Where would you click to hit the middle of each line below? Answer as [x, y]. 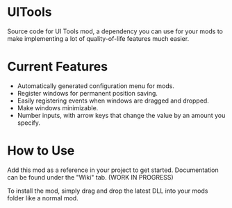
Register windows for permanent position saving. [88, 93]
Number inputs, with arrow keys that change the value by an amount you [121, 115]
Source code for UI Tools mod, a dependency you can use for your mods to [115, 31]
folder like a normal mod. [43, 198]
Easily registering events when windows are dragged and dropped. [113, 101]
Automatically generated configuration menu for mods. [96, 86]
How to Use [41, 151]
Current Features [58, 67]
